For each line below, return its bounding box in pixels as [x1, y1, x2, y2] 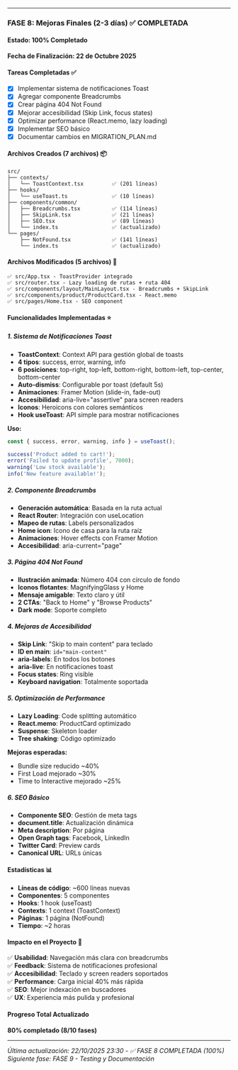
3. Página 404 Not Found [7, 558, 83, 566]
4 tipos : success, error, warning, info [17, 358, 126, 366]
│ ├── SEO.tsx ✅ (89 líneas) [7, 217, 155, 224]
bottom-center [17, 373, 61, 381]
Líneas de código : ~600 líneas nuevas [17, 884, 130, 893]
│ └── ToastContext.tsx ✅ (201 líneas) [7, 180, 158, 187]
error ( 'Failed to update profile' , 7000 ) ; [7, 457, 135, 465]
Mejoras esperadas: [7, 748, 68, 756]
